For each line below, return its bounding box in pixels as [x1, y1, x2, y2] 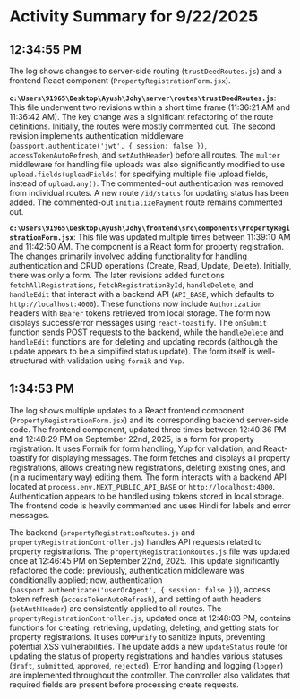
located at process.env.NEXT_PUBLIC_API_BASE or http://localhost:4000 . [9, 481, 276, 491]
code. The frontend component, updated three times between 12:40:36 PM [9, 423, 287, 435]
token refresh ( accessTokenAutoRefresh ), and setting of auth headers [9, 593, 261, 604]
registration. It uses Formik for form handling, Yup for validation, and [9, 443, 261, 454]
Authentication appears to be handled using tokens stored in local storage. [9, 490, 285, 501]
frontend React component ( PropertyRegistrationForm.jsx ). [9, 75, 231, 86]
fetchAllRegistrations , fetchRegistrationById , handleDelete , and [9, 279, 253, 290]
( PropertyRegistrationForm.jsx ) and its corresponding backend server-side [9, 414, 289, 425]
